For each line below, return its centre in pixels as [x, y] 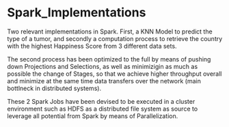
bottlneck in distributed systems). [54, 88]
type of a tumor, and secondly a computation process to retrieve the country [115, 38]
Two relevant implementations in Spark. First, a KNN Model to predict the [110, 31]
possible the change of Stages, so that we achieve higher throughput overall [114, 74]
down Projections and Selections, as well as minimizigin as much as [103, 66]
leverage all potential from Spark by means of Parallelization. [93, 116]
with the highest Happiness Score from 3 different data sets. [92, 46]
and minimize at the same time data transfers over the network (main [104, 81]
